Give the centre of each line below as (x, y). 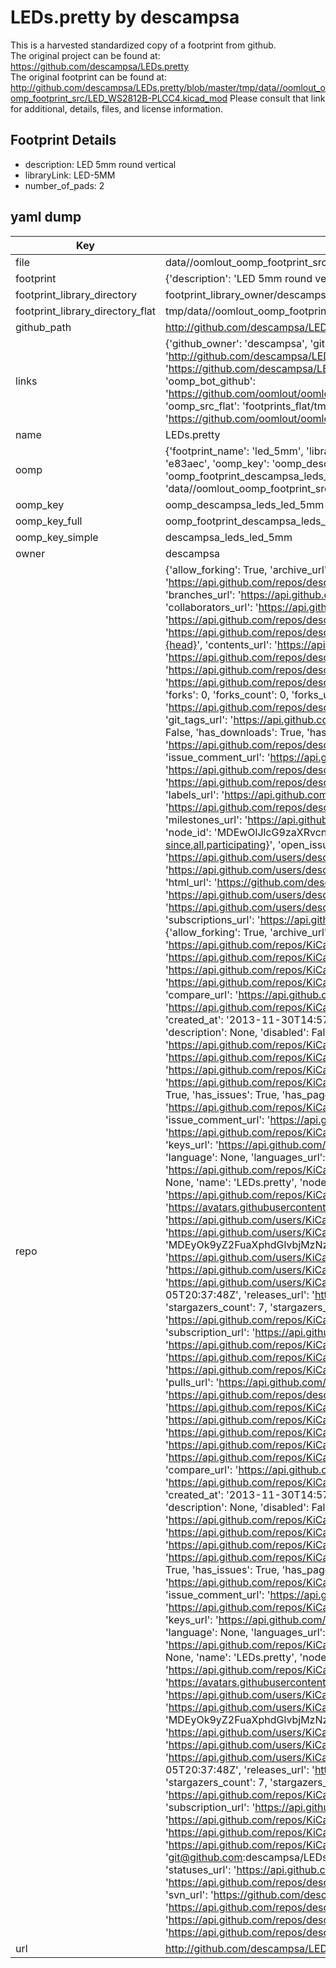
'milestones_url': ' (206, 819)
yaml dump (46, 217)
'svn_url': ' (189, 1894)
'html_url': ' (191, 882)
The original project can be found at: (85, 55)
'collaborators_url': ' (211, 607)
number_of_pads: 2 (64, 185)
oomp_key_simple (57, 537)
